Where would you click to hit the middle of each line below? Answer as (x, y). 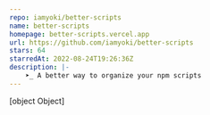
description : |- (39, 68)
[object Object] (37, 101)
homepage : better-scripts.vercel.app (80, 34)
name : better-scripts (50, 26)
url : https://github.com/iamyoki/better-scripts (101, 42)
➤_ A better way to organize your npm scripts (113, 76)
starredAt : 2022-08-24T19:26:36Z (71, 59)
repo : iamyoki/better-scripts (66, 17)
